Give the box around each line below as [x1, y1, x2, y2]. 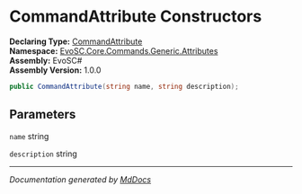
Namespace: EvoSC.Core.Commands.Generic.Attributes [9, 45, 218, 56]
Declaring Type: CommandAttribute [9, 36, 143, 47]
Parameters [9, 107, 76, 122]
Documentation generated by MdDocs [9, 173, 151, 185]
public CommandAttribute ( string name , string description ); [9, 82, 240, 91]
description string [9, 148, 78, 159]
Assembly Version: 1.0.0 [9, 65, 102, 75]
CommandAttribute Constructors [9, 6, 262, 27]
